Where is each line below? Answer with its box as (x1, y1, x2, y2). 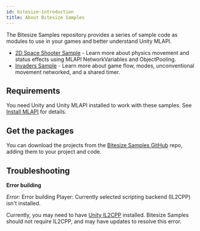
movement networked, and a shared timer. (14, 68, 120, 75)
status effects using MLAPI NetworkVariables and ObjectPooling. (14, 55, 177, 63)
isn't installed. (6, 200, 41, 207)
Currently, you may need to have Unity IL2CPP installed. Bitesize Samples (6, 211, 189, 218)
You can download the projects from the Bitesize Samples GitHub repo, (6, 142, 183, 149)
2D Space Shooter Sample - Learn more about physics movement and (14, 49, 190, 56)
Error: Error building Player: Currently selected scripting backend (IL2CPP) (6, 193, 191, 200)
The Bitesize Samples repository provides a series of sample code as (6, 31, 178, 38)
